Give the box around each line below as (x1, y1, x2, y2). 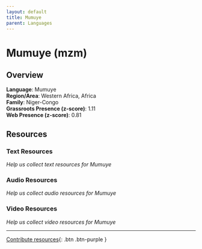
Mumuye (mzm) (6, 46, 87, 60)
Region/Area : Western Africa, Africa (6, 92, 96, 99)
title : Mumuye (6, 14, 42, 20)
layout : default (6, 8, 47, 15)
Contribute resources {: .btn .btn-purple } (6, 236, 107, 243)
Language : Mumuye (6, 86, 57, 93)
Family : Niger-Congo (6, 99, 59, 106)
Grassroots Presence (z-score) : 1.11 (6, 105, 96, 112)
